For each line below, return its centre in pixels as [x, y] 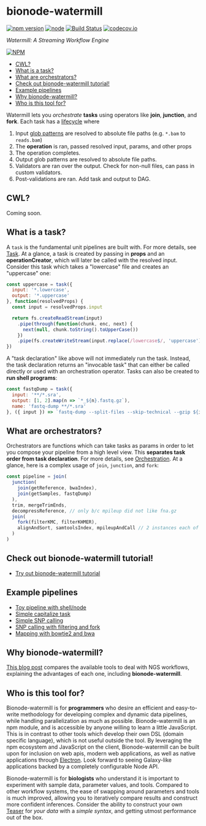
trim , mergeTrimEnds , [40, 505]
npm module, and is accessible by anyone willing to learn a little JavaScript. [102, 727]
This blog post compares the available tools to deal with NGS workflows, [98, 667]
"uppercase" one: [29, 273]
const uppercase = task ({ [39, 284]
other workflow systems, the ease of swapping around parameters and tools [103, 792]
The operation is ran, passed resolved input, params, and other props [103, 146]
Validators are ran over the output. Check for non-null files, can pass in [105, 166]
